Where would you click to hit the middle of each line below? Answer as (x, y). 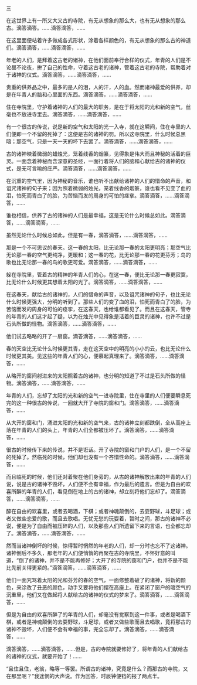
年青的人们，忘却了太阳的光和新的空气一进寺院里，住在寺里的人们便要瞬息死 (98, 396)
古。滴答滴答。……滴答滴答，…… (46, 28)
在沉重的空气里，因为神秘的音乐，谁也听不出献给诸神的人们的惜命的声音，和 (98, 181)
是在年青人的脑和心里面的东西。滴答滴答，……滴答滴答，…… (79, 94)
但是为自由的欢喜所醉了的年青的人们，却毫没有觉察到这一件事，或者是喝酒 (96, 614)
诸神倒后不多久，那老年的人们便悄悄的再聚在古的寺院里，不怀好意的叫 (91, 553)
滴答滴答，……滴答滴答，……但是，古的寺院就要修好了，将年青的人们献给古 (97, 649)
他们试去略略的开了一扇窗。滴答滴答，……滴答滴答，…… (74, 336)
